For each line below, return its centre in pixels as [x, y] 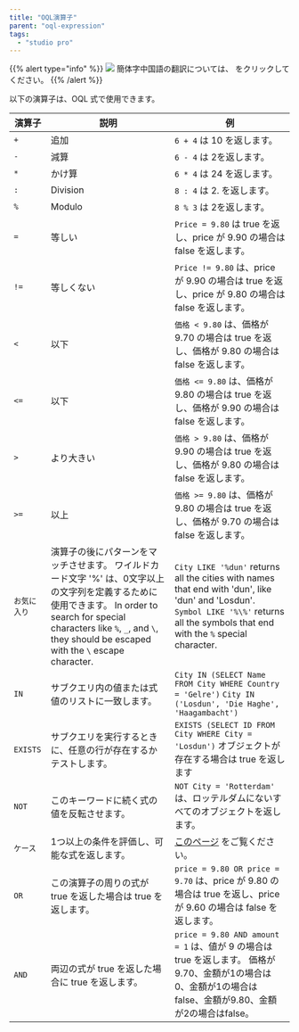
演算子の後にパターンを [99, 552]
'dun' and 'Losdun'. [215, 600]
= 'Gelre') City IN [215, 695]
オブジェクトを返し [241, 812]
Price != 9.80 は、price [225, 268]
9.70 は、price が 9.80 [222, 881]
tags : [19, 34]
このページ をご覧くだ [221, 842]
